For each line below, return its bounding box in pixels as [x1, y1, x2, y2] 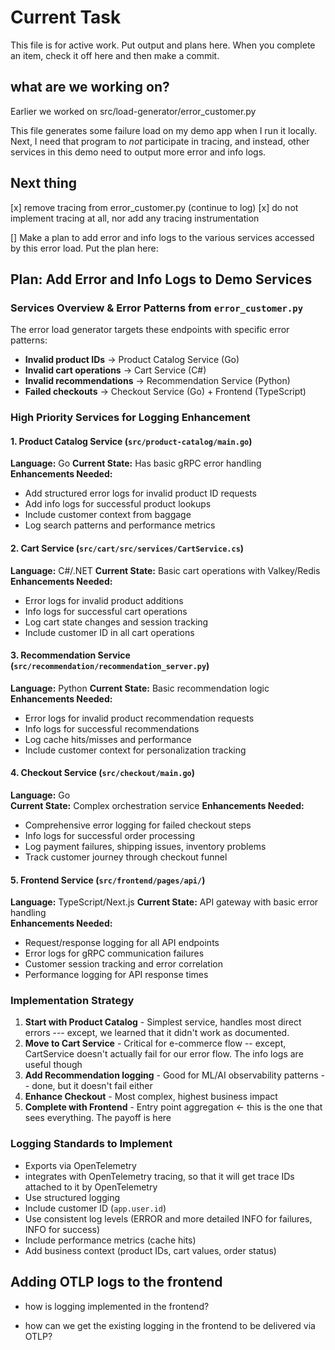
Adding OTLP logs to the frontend [10, 1274, 223, 1291]
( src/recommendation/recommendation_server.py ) [10, 660, 210, 672]
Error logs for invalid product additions [24, 594, 184, 606]
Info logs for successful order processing [24, 829, 195, 841]
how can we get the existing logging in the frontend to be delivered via [24, 1319, 316, 1331]
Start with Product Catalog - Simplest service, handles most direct [24, 1016, 302, 1028]
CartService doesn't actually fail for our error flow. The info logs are [24, 1048, 304, 1060]
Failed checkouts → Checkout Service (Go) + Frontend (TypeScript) [24, 386, 307, 398]
